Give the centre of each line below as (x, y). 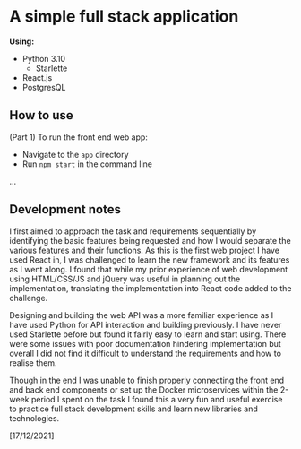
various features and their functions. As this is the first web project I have (145, 250)
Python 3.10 (43, 58)
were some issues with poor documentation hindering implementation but (146, 343)
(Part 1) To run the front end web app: (78, 137)
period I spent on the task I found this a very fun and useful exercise (157, 399)
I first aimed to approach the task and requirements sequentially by (133, 231)
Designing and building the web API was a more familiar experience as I (142, 315)
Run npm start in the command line (87, 164)
